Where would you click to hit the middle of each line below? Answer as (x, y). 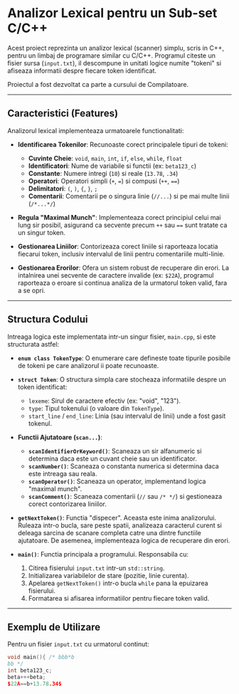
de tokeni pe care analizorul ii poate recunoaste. (88, 365)
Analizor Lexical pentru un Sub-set (112, 13)
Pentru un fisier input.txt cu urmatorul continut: (78, 644)
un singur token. (42, 232)
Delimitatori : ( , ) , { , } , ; (63, 188)
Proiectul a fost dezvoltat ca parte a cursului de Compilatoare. (98, 84)
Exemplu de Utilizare (54, 627)
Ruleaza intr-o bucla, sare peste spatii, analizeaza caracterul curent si (119, 525)
